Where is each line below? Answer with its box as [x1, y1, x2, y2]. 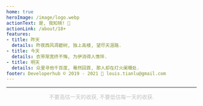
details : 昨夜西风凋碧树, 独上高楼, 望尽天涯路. [11, 43, 122, 49]
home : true [6, 8, 34, 15]
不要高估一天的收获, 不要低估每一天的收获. [48, 93, 154, 101]
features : [6, 31, 31, 37]
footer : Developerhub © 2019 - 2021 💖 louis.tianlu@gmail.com [6, 70, 166, 76]
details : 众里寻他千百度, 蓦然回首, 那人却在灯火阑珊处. [11, 64, 140, 71]
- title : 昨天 [6, 37, 40, 43]
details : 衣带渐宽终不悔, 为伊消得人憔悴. [11, 54, 108, 60]
